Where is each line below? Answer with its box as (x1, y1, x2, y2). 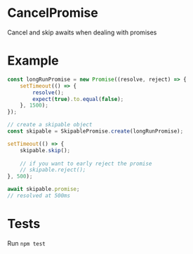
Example (7, 53, 59, 69)
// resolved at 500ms (7, 192, 71, 199)
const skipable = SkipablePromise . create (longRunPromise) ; (7, 128, 184, 135)
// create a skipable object (7, 121, 93, 128)
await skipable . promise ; (7, 186, 80, 193)
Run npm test (7, 239, 46, 247)
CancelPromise (7, 5, 98, 21)
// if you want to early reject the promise (20, 160, 152, 167)
